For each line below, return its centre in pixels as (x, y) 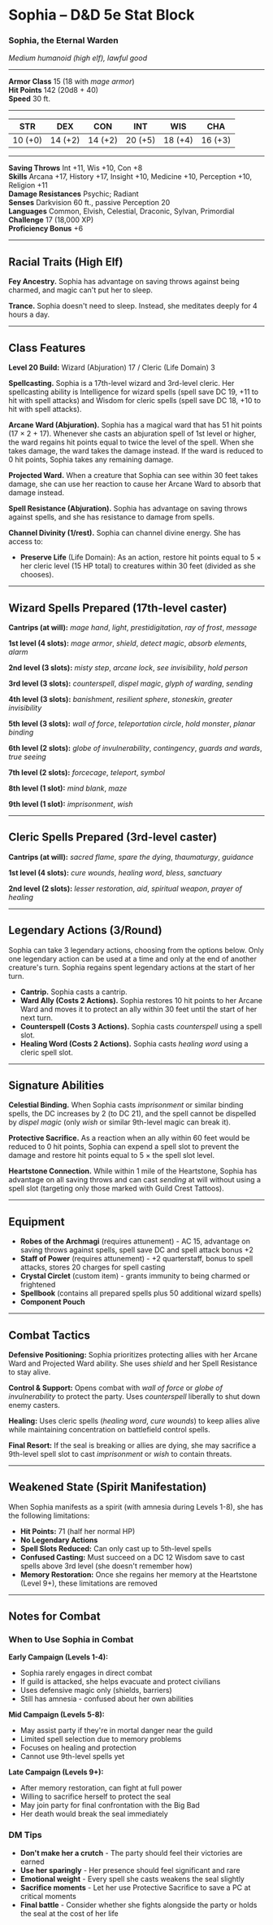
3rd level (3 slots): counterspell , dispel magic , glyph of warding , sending (131, 683)
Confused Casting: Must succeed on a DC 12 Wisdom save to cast (132, 1557)
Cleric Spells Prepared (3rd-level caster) (113, 838)
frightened (38, 1285)
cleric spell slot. (46, 1052)
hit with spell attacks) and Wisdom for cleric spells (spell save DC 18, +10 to (135, 401)
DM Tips (25, 1835)
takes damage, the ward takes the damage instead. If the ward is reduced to (136, 451)
